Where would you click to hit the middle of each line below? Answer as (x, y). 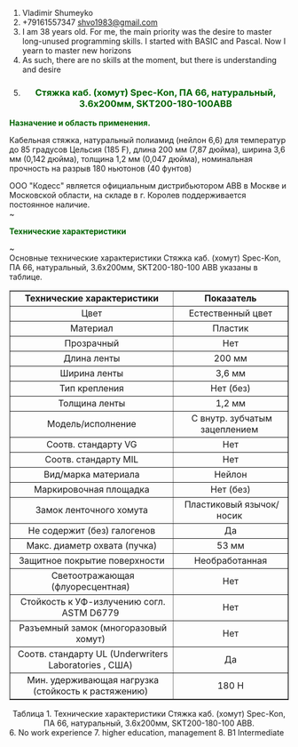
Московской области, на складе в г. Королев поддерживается (128, 196)
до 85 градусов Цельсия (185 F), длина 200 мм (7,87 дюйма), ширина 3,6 (147, 149)
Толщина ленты (92, 404)
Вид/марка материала (92, 475)
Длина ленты (92, 358)
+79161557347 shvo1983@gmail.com (90, 22)
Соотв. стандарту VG (92, 445)
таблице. (26, 277)
